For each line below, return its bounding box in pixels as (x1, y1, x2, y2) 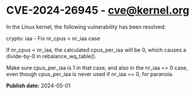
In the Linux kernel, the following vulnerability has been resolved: (6, 23, 166, 30)
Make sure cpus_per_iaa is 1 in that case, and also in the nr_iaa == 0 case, (6, 64, 188, 71)
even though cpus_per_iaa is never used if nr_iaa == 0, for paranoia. (6, 70, 174, 77)
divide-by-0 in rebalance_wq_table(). (6, 52, 97, 59)
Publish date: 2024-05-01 (6, 82, 71, 89)
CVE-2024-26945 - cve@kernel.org (6, 4, 190, 17)
